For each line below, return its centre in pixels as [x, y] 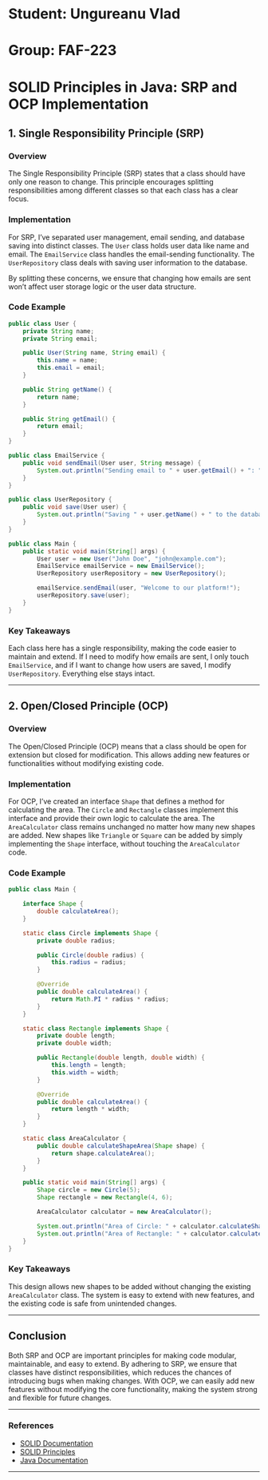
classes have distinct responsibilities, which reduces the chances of [120, 1372]
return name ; [59, 397]
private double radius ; [76, 940]
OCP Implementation [79, 104]
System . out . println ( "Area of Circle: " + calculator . [128, 1226]
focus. [19, 199]
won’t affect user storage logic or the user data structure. [102, 286]
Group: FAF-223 [63, 51]
